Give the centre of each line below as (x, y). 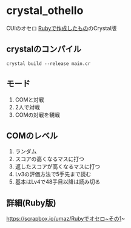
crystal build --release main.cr (49, 64)
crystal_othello (45, 11)
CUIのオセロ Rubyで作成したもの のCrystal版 (62, 28)
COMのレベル (32, 135)
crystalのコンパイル (44, 49)
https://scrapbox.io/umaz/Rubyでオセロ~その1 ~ (66, 219)
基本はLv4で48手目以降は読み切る (58, 182)
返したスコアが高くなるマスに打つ (58, 167)
